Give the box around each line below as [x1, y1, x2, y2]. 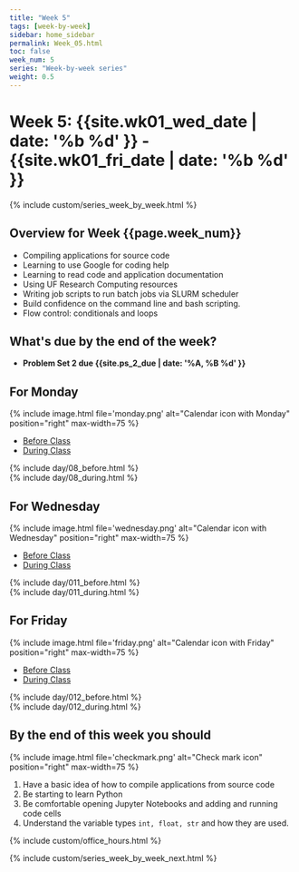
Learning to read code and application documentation [22, 269, 224, 279]
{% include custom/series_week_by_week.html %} [9, 199, 198, 210]
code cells [22, 808, 62, 818]
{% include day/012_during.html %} [9, 701, 142, 712]
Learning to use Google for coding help [22, 260, 169, 270]
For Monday [9, 384, 79, 399]
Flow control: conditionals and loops [22, 308, 159, 318]
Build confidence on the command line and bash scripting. [22, 298, 241, 309]
